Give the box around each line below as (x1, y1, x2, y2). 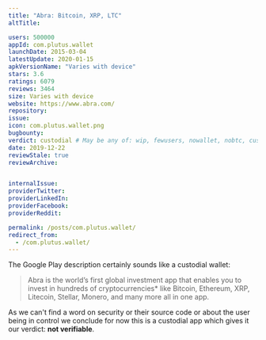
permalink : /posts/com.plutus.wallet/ (8, 223, 136, 231)
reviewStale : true (8, 151, 69, 159)
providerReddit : (8, 209, 62, 217)
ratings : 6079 (8, 77, 55, 86)
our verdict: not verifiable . (8, 324, 95, 334)
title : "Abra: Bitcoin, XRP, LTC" (8, 11, 123, 20)
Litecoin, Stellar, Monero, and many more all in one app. (27, 292, 210, 302)
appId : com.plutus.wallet (8, 40, 93, 48)
